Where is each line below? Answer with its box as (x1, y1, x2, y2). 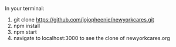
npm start (13, 28, 37, 35)
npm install (13, 23, 40, 29)
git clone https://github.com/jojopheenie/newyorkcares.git (13, 16, 154, 23)
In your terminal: (5, 5, 45, 12)
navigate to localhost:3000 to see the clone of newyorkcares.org (13, 35, 170, 41)
